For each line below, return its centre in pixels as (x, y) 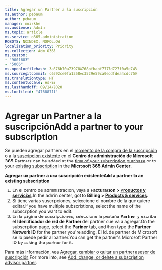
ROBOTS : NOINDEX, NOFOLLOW (33, 42)
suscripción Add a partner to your (74, 126)
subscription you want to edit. (42, 211)
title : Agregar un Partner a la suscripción (51, 10)
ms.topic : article (24, 32)
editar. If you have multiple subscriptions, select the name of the (77, 206)
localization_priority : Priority (39, 46)
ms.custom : (16, 55)
